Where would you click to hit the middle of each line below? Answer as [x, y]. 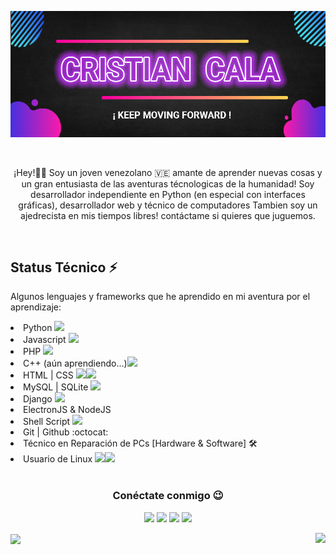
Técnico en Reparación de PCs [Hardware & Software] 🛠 [140, 443]
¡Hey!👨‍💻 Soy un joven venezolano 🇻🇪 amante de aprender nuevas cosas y [168, 172]
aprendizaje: [36, 307]
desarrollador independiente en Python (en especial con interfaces [168, 194]
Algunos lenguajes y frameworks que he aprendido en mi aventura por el [160, 297]
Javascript [45, 340]
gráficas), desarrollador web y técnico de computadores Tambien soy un [168, 205]
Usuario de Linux [58, 459]
